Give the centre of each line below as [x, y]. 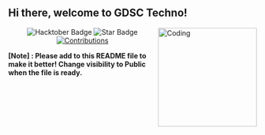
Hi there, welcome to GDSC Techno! [98, 13]
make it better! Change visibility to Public [77, 64]
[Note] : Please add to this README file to [77, 55]
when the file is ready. [45, 72]
